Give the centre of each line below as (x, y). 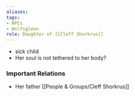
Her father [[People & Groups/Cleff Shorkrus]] (72, 87)
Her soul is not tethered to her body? (61, 58)
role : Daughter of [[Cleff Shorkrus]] (55, 34)
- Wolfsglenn (23, 29)
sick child (27, 51)
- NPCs (14, 23)
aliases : (17, 12)
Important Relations (36, 74)
